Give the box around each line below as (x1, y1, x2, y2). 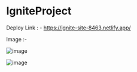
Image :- (6, 35, 28, 43)
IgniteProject (6, 4, 72, 18)
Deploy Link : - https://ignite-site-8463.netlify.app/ (6, 24, 131, 31)
